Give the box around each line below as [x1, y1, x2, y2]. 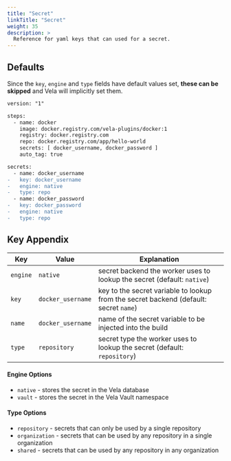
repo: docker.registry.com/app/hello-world [19, 139, 146, 145]
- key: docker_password [7, 202, 81, 209]
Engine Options [7, 370, 52, 379]
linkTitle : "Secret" [7, 17, 67, 23]
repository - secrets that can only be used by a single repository [16, 424, 201, 433]
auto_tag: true [19, 151, 63, 158]
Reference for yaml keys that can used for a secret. [13, 36, 170, 43]
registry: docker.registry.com [19, 132, 109, 139]
